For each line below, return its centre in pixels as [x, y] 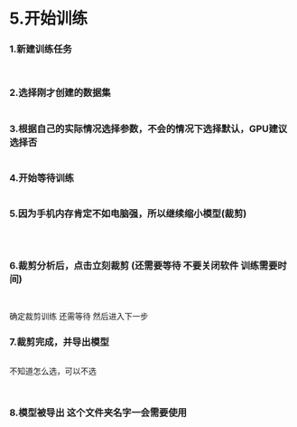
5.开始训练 [49, 19]
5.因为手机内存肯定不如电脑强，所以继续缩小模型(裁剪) [128, 213]
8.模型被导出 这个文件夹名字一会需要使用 [98, 413]
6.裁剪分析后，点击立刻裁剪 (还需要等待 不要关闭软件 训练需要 [144, 265]
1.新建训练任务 [41, 49]
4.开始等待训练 [42, 178]
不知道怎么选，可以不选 [53, 371]
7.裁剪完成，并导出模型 [60, 342]
